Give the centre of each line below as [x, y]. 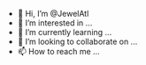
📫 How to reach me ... [58, 51]
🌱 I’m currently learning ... [65, 32]
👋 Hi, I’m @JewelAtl [53, 14]
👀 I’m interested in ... [55, 23]
